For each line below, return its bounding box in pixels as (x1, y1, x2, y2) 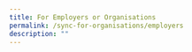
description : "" (9, 29, 69, 38)
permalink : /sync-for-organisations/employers (9, 21, 184, 30)
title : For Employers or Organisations (9, 12, 157, 22)
